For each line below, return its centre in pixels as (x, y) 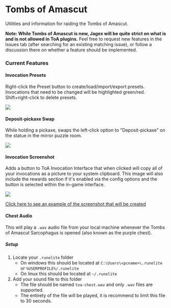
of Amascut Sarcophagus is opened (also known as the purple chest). (79, 233)
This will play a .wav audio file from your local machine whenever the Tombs (85, 227)
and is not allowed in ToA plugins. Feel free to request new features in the (84, 39)
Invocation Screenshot (30, 157)
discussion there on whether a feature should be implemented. (71, 50)
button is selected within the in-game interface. (55, 185)
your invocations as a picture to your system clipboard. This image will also (84, 174)
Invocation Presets (26, 75)
